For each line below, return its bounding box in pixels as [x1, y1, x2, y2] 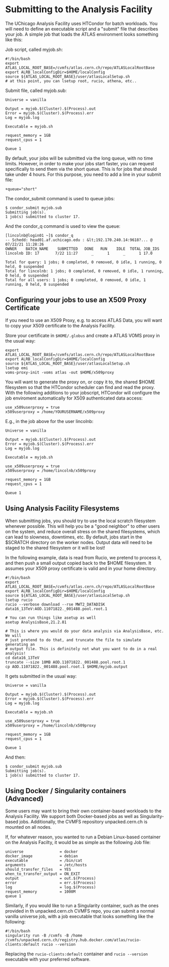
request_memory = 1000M [5, 889, 76, 894]
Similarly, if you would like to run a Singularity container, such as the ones [5, 902, 159, 909]
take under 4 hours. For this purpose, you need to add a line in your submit [5, 171, 161, 177]
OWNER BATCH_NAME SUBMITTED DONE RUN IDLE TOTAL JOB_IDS [5, 246, 159, 251]
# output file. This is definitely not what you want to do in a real [5, 646, 157, 651]
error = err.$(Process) [5, 881, 96, 886]
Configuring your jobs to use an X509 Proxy [5, 296, 147, 305]
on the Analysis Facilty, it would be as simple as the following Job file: [5, 839, 151, 845]
